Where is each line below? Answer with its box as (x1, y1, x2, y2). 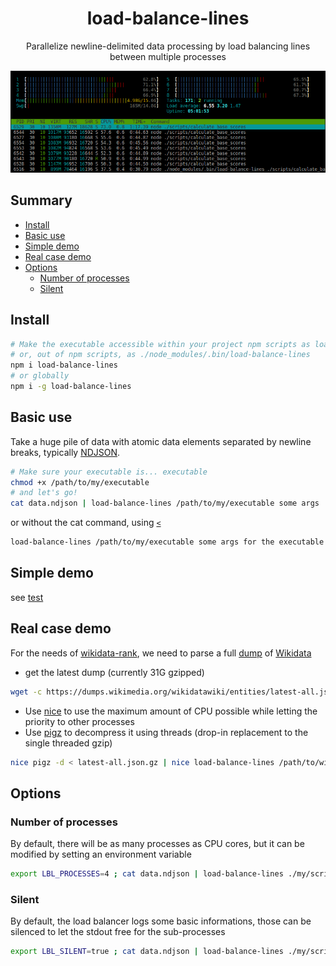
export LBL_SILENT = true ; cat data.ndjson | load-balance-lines (10, 947, 284, 957)
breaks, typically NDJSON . (10, 446, 121, 458)
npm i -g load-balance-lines (10, 382, 132, 392)
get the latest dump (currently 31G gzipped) (24, 666, 205, 678)
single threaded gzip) (24, 737, 113, 749)
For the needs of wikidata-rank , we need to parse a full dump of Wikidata (10, 647, 312, 659)
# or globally (10, 371, 70, 381)
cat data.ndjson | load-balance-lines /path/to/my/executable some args (10, 498, 320, 509)
